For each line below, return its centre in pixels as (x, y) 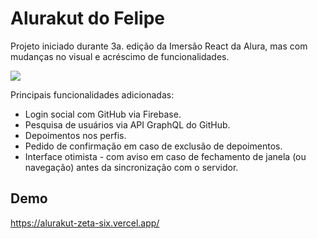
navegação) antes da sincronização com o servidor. (131, 167)
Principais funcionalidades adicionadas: (92, 94)
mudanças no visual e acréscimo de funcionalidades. (120, 56)
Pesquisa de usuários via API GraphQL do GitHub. (127, 124)
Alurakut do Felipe (88, 18)
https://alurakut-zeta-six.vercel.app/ (85, 223)
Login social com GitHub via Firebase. (103, 114)
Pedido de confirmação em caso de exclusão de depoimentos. (153, 146)
